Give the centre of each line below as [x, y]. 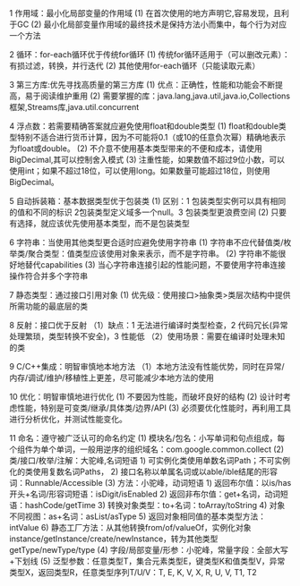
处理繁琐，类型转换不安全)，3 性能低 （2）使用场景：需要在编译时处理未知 [147, 336]
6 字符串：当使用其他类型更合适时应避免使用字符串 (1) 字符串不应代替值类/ [146, 242]
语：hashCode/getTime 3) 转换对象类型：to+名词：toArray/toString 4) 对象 [147, 505]
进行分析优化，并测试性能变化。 [68, 419]
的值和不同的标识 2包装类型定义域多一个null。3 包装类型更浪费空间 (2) [139, 212]
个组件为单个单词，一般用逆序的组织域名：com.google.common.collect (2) [147, 449]
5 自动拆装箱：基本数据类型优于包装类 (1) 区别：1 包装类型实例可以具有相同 [148, 201]
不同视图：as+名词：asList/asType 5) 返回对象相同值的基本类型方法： [138, 516]
